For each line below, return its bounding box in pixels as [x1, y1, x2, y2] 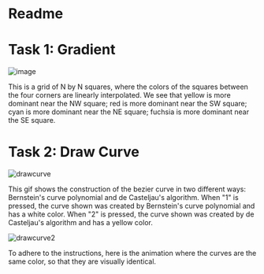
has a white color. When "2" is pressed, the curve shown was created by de [8, 209, 255, 219]
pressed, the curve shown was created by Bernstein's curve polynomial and [8, 202, 255, 211]
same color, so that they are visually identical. [8, 257, 156, 266]
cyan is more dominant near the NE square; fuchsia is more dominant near [8, 107, 250, 117]
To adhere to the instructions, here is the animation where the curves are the [8, 249, 257, 258]
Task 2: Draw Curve [8, 143, 139, 161]
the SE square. [8, 116, 56, 125]
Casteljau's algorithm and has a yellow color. [8, 218, 154, 228]
